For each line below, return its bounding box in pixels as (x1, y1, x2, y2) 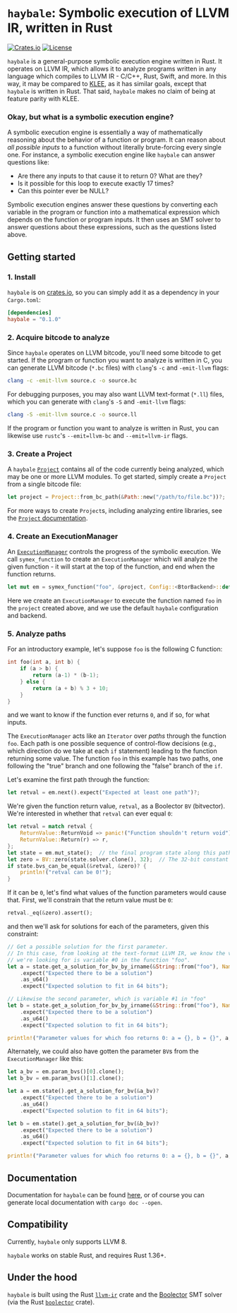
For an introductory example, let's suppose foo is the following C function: (7, 645, 223, 653)
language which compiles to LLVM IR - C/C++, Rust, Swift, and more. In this (7, 72, 227, 80)
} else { (20, 678, 46, 685)
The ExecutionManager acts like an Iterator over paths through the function (7, 732, 227, 740)
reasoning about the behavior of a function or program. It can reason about (7, 135, 226, 144)
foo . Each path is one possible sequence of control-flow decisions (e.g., (7, 739, 217, 748)
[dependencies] (7, 309, 52, 316)
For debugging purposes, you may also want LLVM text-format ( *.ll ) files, (7, 389, 224, 398)
